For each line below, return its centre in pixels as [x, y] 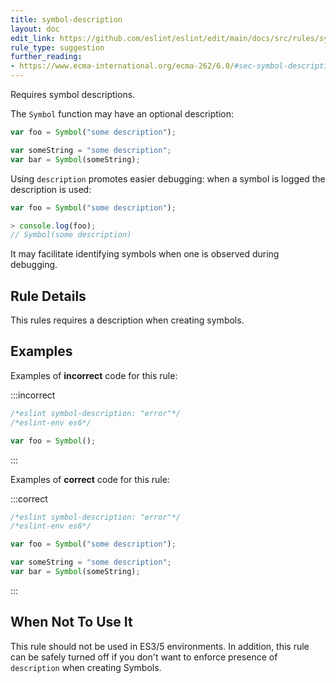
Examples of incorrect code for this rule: [94, 375]
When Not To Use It [71, 622]
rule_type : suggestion [57, 47]
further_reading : [46, 57]
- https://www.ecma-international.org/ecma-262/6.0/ [122, 66]
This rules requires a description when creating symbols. [127, 320]
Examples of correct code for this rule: [90, 479]
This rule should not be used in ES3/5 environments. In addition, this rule [160, 646]
